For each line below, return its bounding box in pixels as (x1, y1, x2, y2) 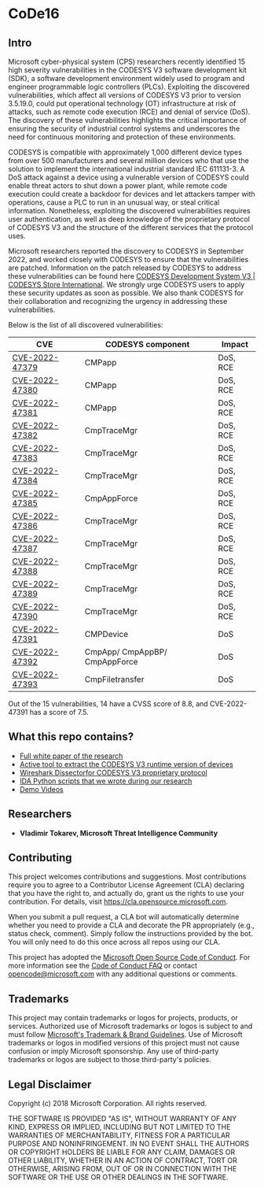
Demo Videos (19, 784, 64, 794)
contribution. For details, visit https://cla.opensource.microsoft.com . (8, 897, 229, 906)
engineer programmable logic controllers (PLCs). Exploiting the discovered (8, 82, 250, 91)
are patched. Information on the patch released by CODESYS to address (8, 263, 242, 272)
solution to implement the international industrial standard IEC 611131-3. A (8, 165, 245, 173)
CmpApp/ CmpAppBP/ (84, 646, 167, 657)
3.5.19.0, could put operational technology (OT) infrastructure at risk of (8, 99, 236, 108)
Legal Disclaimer (8, 1078, 92, 1091)
